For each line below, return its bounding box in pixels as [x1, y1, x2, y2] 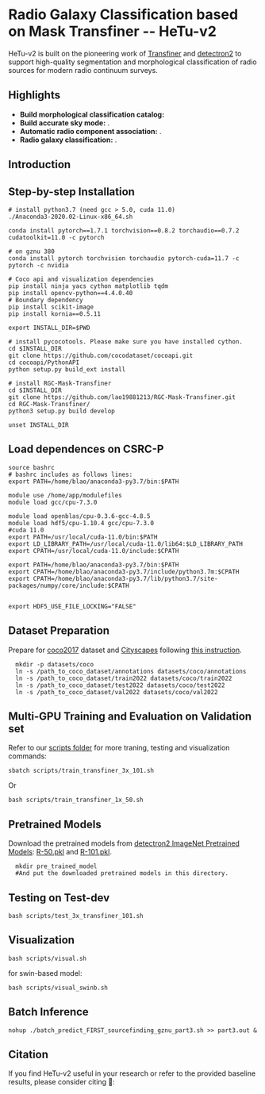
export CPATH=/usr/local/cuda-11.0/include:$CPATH [8, 547, 179, 555]
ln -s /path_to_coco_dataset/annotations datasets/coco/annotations [15, 667, 247, 675]
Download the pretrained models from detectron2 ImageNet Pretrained [8, 839, 240, 848]
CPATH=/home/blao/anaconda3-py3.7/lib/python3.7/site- [33, 574, 218, 582]
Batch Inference [8, 1005, 89, 1019]
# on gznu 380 [8, 248, 56, 255]
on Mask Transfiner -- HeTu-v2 [8, 22, 217, 40]
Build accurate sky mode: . [19, 117, 110, 128]
